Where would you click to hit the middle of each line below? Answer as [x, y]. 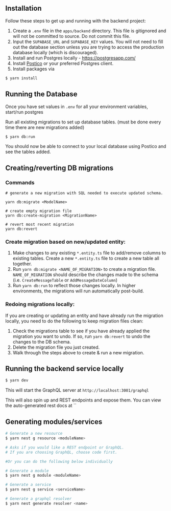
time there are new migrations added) [45, 127]
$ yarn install [21, 78]
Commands [20, 182]
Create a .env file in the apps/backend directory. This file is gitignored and [89, 31]
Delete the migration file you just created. [56, 347]
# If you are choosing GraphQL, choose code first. [61, 452]
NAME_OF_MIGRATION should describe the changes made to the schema [86, 275]
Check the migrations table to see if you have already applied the [81, 331]
